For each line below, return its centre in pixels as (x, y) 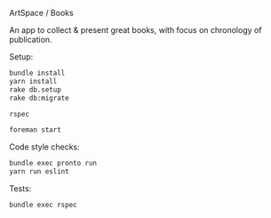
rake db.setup (36, 89)
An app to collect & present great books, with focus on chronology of (135, 30)
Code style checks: (44, 147)
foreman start (36, 130)
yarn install (33, 81)
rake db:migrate (39, 98)
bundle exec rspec (43, 205)
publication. (31, 40)
